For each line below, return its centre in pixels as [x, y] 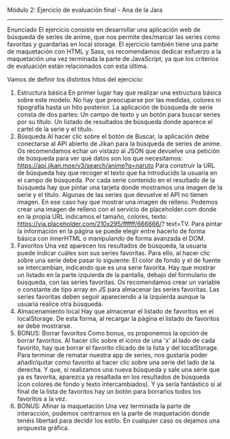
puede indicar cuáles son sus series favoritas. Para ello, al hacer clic [114, 253]
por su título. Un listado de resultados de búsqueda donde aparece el [115, 122]
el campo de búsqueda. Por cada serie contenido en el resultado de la [116, 180]
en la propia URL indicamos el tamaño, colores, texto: [92, 216]
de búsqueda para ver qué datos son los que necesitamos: [100, 158]
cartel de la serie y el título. [55, 129]
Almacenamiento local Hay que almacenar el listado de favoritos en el [115, 311]
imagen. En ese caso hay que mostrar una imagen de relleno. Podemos [117, 202]
